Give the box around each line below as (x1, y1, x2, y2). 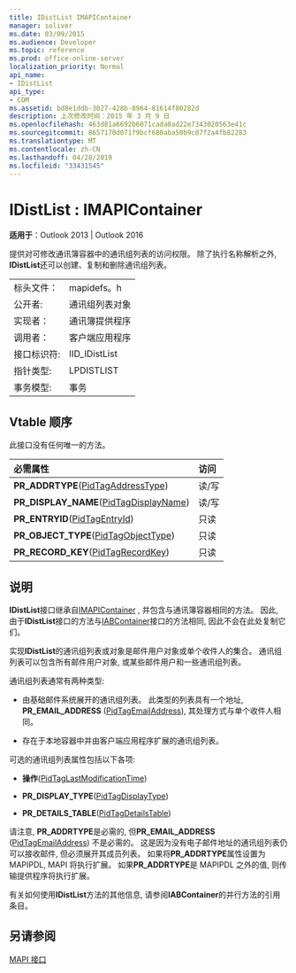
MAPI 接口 (9, 954, 47, 964)
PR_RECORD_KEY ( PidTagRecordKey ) (13, 546, 171, 558)
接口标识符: (13, 348, 61, 361)
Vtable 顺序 (9, 414, 73, 430)
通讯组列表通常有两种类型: (9, 675, 105, 686)
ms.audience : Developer (9, 37, 97, 47)
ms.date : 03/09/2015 (9, 29, 86, 38)
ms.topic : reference (9, 46, 86, 55)
